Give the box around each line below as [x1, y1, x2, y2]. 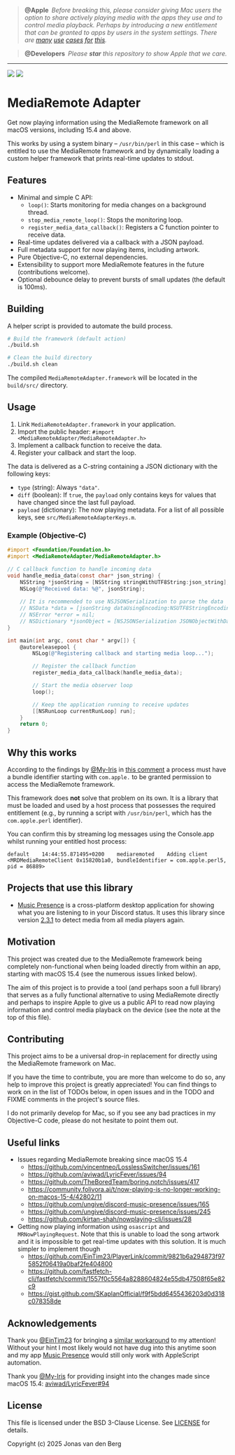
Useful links [7, 1136, 61, 1148]
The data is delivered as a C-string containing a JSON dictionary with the [7, 462, 218, 470]
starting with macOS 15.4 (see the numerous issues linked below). [7, 969, 197, 978]
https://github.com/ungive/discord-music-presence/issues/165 [27, 1200, 210, 1209]
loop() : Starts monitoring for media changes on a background [27, 200, 206, 209]
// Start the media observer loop [32, 682, 133, 689]
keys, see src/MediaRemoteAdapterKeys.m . [17, 512, 136, 521]
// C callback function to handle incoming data [7, 565, 152, 573]
